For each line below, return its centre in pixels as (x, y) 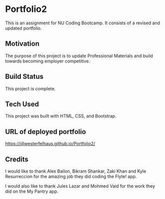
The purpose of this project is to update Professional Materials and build (79, 56)
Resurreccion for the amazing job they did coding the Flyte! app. (71, 176)
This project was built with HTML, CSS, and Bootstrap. (61, 116)
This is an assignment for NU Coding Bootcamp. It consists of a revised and (83, 23)
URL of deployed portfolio (45, 132)
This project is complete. (31, 88)
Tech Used (22, 104)
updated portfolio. (24, 28)
